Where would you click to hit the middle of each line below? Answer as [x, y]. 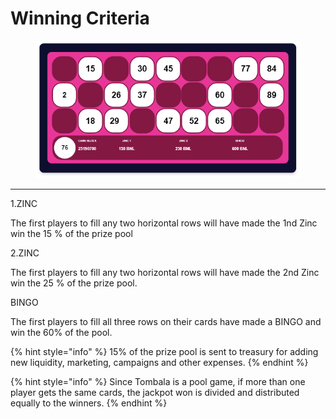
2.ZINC [25, 253]
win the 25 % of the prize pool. [74, 283]
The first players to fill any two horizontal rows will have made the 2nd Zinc [165, 272]
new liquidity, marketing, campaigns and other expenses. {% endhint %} [159, 362]
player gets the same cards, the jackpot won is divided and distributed [155, 392]
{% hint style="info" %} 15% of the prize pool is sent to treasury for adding [164, 351]
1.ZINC [24, 203]
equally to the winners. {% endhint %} [89, 403]
